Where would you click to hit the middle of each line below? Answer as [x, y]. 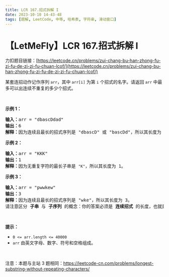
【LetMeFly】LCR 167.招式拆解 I [72, 46]
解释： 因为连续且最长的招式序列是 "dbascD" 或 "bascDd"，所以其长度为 [83, 132]
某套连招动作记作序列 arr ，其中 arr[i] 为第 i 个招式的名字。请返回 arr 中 [81, 82]
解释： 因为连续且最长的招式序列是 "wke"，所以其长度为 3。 [69, 200]
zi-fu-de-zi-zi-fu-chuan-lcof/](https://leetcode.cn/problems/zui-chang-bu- [83, 66]
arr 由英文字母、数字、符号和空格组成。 [54, 243]
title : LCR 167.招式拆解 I [32, 10]
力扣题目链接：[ [22, 60]
